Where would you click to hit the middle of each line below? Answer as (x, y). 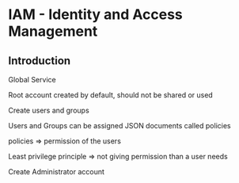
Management (53, 31)
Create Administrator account (57, 172)
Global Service (32, 80)
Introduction (40, 61)
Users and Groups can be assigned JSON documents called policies (119, 126)
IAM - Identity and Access (96, 15)
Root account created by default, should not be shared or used (111, 95)
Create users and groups (49, 110)
